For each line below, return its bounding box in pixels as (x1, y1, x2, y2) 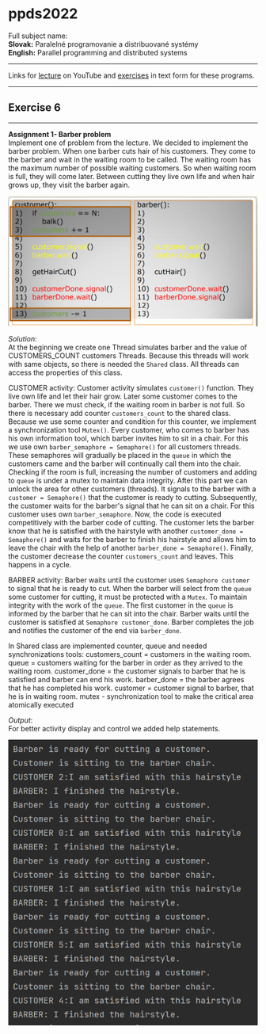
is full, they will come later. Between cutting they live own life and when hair (8, 171, 255, 181)
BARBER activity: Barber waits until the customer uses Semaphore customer (8, 575, 251, 585)
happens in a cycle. (8, 560, 72, 570)
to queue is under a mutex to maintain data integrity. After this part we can (8, 476, 248, 486)
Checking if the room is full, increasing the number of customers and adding (8, 467, 257, 477)
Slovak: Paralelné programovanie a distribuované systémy (8, 39, 199, 48)
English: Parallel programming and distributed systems (8, 48, 188, 57)
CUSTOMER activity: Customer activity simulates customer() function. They (8, 383, 255, 393)
